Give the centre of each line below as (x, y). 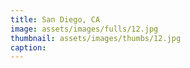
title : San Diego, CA (55, 19)
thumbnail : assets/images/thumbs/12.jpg (96, 38)
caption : (28, 47)
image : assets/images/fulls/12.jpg (84, 29)
